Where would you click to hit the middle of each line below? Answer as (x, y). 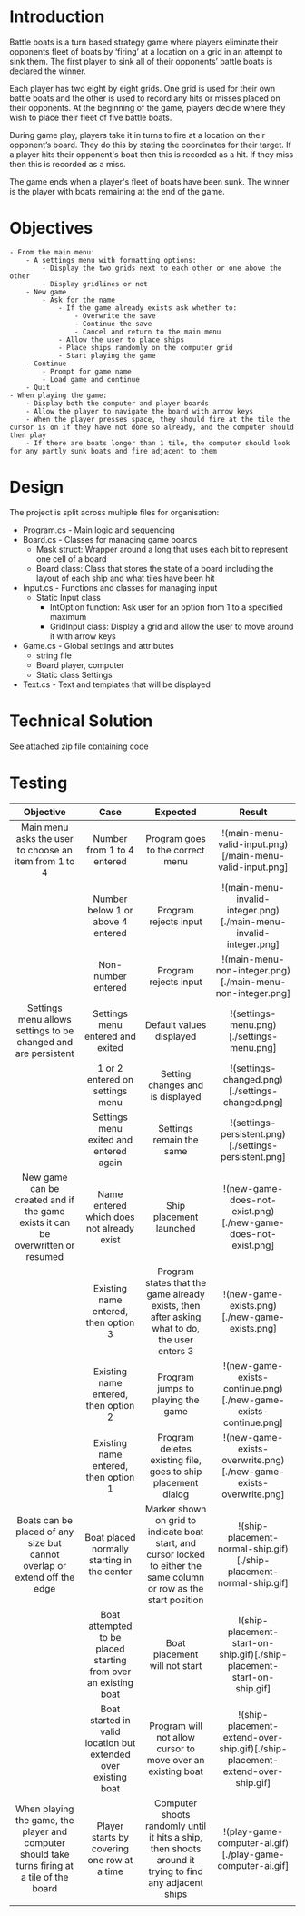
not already (110, 1228)
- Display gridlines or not (95, 284)
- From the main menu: (52, 252)
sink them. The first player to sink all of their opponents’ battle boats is (141, 61)
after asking (176, 1317)
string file (54, 655)
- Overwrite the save (115, 315)
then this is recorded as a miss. (68, 164)
